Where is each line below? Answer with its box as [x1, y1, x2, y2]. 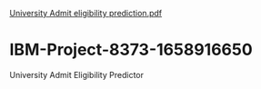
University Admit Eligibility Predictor [9, 69, 144, 80]
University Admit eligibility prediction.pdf [9, 8, 163, 18]
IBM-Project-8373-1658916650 [9, 40, 253, 60]
